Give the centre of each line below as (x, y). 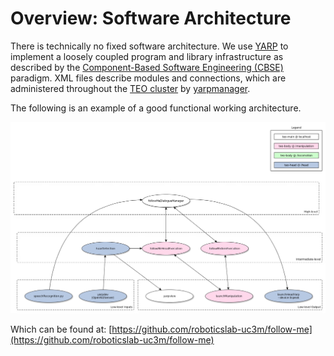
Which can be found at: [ (61, 329)
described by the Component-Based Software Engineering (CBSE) (147, 67)
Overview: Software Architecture (151, 18)
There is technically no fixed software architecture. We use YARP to (149, 46)
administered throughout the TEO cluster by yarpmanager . (130, 88)
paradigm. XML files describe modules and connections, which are (148, 78)
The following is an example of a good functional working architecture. (156, 108)
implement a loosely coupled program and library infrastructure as (147, 56)
